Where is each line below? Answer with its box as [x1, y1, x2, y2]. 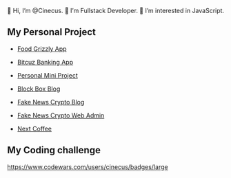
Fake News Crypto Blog [17, 98, 85, 106]
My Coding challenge [7, 144, 101, 156]
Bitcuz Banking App [17, 58, 74, 66]
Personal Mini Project [17, 71, 78, 79]
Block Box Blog [17, 85, 61, 93]
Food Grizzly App [17, 45, 67, 53]
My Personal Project [7, 26, 97, 38]
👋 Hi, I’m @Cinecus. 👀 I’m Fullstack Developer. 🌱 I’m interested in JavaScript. [7, 7, 225, 14]
